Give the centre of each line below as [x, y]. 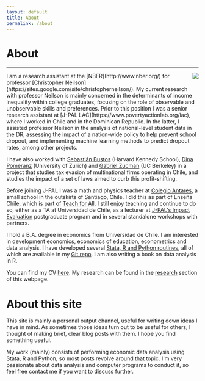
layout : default [27, 12]
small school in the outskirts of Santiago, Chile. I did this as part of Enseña [99, 197]
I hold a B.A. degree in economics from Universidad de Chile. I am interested [102, 235]
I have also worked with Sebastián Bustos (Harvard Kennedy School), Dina [100, 159]
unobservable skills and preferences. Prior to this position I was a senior [97, 109]
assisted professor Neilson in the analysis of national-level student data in [99, 128]
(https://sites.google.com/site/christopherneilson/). [71, 89]
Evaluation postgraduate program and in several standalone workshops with [102, 217]
